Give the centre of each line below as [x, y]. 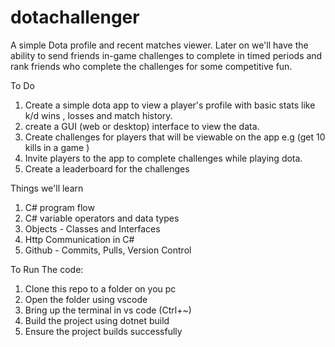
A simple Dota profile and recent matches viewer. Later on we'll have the [159, 45]
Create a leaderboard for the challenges [107, 168]
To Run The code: [47, 269]
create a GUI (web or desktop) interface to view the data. [142, 126]
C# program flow [59, 207]
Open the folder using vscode [86, 299]
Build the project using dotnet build [97, 320]
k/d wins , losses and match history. [98, 115]
